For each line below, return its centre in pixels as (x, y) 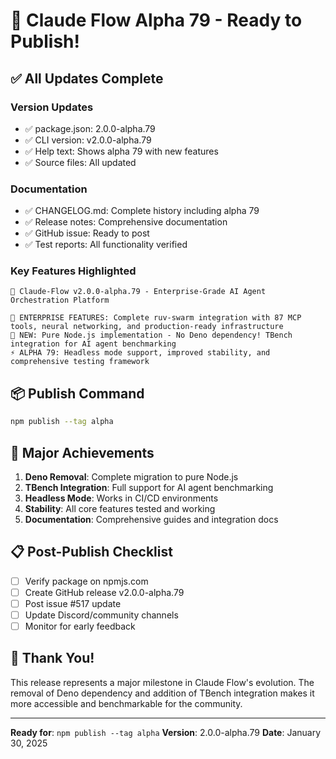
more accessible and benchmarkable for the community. (126, 703)
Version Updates (52, 107)
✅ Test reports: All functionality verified (106, 245)
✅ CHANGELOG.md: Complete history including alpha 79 (142, 211)
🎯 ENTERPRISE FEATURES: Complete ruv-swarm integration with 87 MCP (156, 318)
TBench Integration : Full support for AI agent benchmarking (149, 487)
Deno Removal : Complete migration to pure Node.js (131, 476)
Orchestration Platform (60, 300)
